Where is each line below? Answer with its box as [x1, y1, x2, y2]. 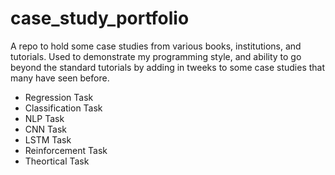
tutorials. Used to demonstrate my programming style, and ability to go [10, 50, 302, 62]
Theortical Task [24, 155, 90, 167]
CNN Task [24, 123, 68, 135]
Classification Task [24, 102, 103, 114]
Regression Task [24, 91, 94, 103]
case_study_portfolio [10, 7, 190, 30]
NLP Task [24, 112, 65, 124]
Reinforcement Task [24, 144, 108, 156]
